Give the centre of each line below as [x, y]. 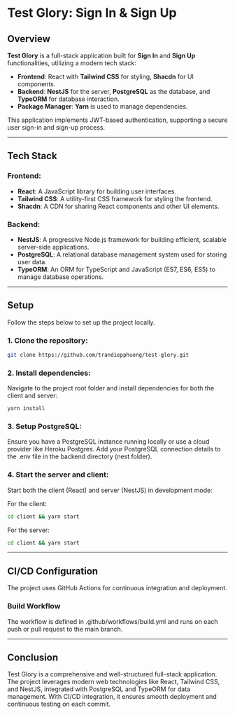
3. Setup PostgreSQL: [44, 427]
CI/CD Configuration [53, 571]
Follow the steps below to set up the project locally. [81, 322]
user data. [32, 261]
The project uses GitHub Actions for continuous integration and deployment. [117, 588]
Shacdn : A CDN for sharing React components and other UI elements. [118, 206]
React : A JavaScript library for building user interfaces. [97, 191]
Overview [29, 39]
